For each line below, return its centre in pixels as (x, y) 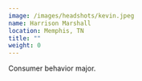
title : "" (25, 38)
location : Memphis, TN (46, 30)
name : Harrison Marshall (50, 23)
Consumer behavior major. (52, 68)
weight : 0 (25, 46)
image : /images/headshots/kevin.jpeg (71, 16)
